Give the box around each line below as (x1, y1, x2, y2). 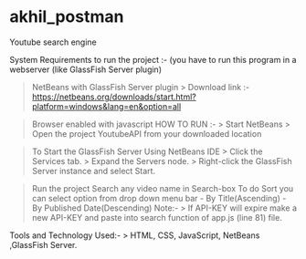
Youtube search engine (9, 36, 98, 47)
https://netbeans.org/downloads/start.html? (31, 91, 196, 102)
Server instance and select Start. (31, 165, 156, 176)
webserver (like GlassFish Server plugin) (9, 64, 163, 75)
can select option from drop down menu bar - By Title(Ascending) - (31, 192, 287, 203)
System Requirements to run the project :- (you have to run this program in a (9, 54, 297, 65)
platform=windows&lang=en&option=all (31, 100, 182, 111)
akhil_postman (9, 6, 124, 27)
